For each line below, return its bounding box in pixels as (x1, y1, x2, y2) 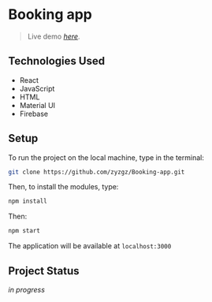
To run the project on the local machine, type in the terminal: (8, 152, 205, 162)
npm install (8, 197, 47, 206)
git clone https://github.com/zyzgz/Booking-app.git (8, 168, 185, 176)
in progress (8, 285, 46, 294)
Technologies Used (8, 54, 105, 68)
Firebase (19, 109, 49, 118)
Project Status (8, 264, 80, 278)
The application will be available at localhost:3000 (8, 241, 172, 251)
